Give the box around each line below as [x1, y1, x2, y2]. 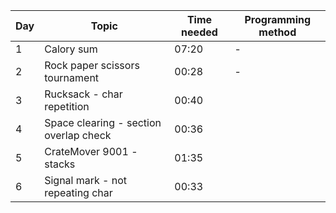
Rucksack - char [44, 87, 123, 101]
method [258, 25, 297, 39]
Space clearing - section [44, 116, 162, 129]
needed [181, 25, 218, 39]
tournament [44, 71, 100, 84]
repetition [44, 100, 90, 113]
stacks [44, 157, 76, 171]
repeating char [44, 186, 113, 199]
